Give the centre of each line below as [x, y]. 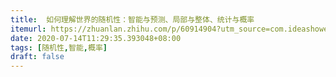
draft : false [37, 57]
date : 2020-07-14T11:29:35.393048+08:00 [96, 38]
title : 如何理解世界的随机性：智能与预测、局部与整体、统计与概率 [132, 19]
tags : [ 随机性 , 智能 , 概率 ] [59, 47]
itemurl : [28, 29]
